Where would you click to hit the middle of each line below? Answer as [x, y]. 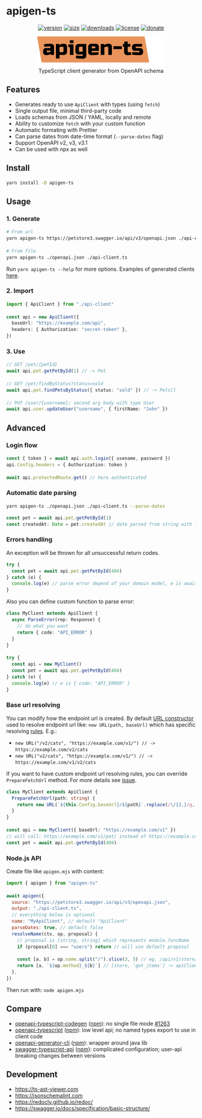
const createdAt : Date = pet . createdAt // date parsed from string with [99, 524]
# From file [21, 251]
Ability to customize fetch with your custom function [80, 123]
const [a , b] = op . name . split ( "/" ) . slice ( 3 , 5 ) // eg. [87, 959]
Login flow [22, 445]
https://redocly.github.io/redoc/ [54, 1102]
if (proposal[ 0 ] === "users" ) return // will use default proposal [103, 947]
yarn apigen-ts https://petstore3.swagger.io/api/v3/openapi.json [91, 238]
